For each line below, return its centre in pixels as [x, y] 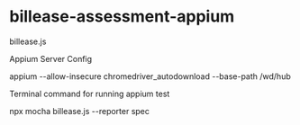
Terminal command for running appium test [90, 94]
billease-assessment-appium [122, 17]
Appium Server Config [51, 58]
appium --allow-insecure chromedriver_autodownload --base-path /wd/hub [150, 76]
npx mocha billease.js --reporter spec [80, 111]
